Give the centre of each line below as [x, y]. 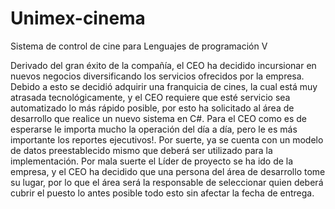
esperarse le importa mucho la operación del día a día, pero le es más [154, 129]
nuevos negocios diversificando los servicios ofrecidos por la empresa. [157, 76]
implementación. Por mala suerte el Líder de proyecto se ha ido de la [152, 161]
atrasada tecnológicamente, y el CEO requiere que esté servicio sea [150, 97]
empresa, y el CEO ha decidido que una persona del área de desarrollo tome [168, 171]
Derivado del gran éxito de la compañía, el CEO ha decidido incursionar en [163, 65]
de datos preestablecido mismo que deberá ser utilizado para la [141, 150]
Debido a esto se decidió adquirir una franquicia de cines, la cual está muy [164, 86]
